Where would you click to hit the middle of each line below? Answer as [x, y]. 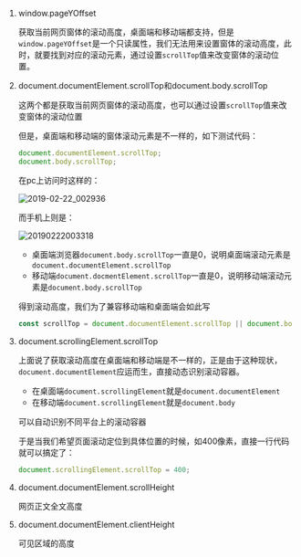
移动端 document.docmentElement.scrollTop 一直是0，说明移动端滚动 [158, 275]
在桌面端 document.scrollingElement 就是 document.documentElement [156, 391]
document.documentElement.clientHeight [96, 524]
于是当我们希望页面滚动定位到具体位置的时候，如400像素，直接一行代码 [154, 441]
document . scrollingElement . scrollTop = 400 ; [104, 469]
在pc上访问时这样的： [59, 180]
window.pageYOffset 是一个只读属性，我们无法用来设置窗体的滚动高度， [151, 43]
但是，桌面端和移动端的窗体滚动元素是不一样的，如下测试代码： [138, 136]
